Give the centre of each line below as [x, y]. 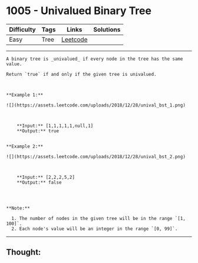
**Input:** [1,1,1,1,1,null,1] [55, 126]
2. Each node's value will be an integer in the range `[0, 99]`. [95, 229]
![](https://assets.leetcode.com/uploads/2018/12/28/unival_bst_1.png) [96, 105]
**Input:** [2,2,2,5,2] [46, 177]
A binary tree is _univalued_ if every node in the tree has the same [95, 59]
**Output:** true [38, 131]
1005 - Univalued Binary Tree [79, 11]
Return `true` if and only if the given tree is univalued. [82, 74]
